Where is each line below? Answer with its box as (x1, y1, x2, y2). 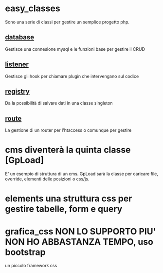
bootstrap (5, 247, 46, 257)
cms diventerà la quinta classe (5, 144, 131, 156)
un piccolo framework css (5, 263, 57, 269)
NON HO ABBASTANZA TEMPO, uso (5, 236, 153, 247)
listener (5, 60, 29, 69)
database (5, 33, 35, 41)
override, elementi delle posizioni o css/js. (5, 176, 90, 182)
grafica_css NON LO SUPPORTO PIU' (5, 226, 156, 237)
